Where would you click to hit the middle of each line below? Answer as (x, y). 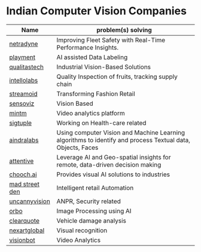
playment (22, 57)
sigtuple (20, 122)
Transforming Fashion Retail (96, 94)
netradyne (24, 44)
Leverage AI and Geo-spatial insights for (114, 157)
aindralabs (24, 140)
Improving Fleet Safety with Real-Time (111, 40)
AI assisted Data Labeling (92, 57)
